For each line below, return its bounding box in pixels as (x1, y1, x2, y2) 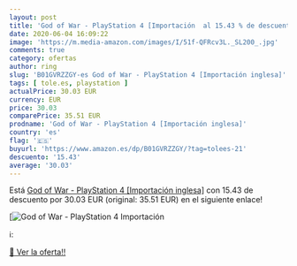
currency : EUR (9, 95, 62, 104)
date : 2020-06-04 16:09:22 (9, 29, 109, 38)
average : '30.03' (9, 161, 73, 170)
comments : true (9, 46, 65, 55)
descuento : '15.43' (9, 152, 81, 162)
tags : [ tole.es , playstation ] (9, 79, 128, 87)
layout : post (9, 12, 57, 22)
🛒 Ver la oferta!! (9, 247, 66, 257)
